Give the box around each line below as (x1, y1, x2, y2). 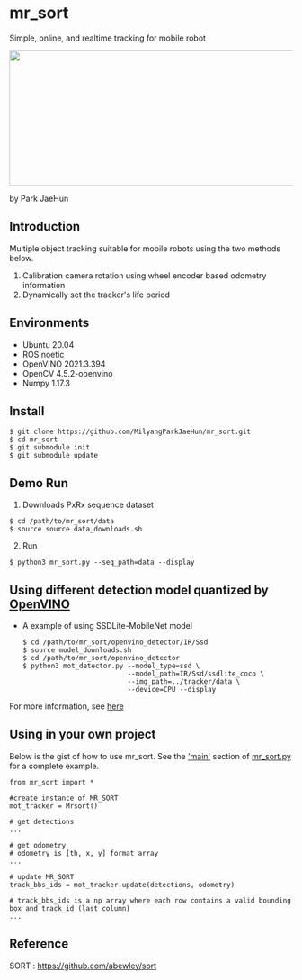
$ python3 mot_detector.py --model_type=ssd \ (22, 661, 200, 670)
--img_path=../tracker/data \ (127, 677, 241, 686)
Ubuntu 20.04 (22, 339, 75, 349)
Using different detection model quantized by (9, 582, 269, 597)
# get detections (9, 817, 75, 826)
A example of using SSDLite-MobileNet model (22, 621, 193, 631)
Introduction (9, 219, 81, 234)
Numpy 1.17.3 (22, 377, 70, 388)
